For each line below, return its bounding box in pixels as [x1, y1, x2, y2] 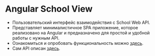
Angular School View [5, 3, 93, 15]
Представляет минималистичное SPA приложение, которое [12, 24, 138, 30]
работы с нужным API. [12, 35, 60, 41]
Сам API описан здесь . [12, 45, 60, 51]
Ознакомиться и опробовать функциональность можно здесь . [12, 40, 144, 46]
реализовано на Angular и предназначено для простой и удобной [12, 30, 150, 36]
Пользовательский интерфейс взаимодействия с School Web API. [12, 19, 151, 25]
